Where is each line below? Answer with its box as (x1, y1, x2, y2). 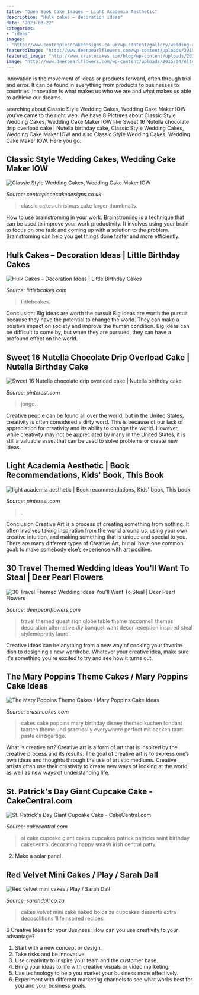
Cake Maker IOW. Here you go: (6, 137, 82, 144)
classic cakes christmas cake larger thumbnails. (20, 202, 138, 209)
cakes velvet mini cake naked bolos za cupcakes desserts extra (20, 909, 176, 915)
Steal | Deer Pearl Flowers (6, 572, 104, 583)
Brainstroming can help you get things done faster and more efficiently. (6, 233, 180, 240)
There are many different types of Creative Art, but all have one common (6, 539, 184, 546)
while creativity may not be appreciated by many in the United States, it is (6, 431, 185, 438)
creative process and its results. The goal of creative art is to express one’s (6, 750, 190, 758)
